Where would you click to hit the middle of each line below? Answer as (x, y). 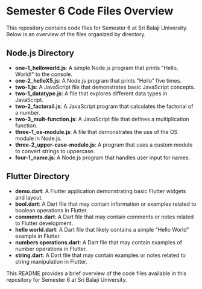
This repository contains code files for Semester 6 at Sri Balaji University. (97, 28)
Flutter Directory (38, 176)
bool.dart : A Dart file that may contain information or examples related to (106, 204)
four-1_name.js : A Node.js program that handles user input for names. (103, 157)
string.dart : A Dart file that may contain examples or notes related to (100, 255)
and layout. (29, 197)
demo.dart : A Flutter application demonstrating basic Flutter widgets (100, 191)
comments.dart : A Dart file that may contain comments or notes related (104, 217)
